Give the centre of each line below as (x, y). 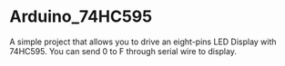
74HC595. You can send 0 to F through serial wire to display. (123, 51)
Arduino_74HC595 (81, 17)
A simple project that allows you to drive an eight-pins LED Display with (143, 42)
